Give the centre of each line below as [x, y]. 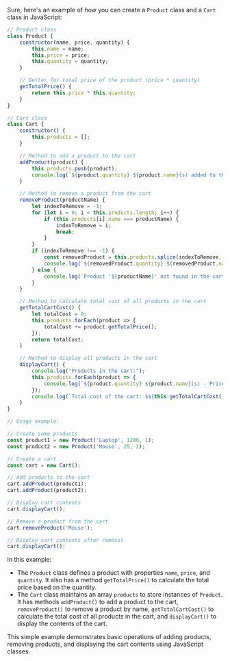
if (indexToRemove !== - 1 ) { [73, 251]
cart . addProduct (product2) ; [47, 491]
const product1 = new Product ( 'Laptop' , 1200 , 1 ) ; [81, 440]
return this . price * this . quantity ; [84, 93]
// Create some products [42, 434]
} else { [44, 270]
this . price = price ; [61, 55]
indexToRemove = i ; [84, 225]
